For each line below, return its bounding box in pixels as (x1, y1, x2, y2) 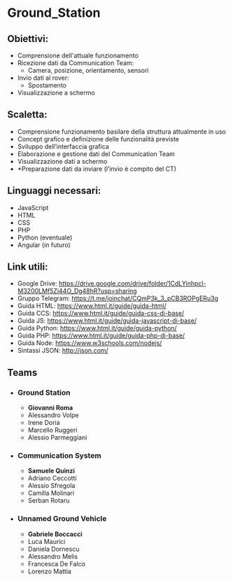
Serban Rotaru (27, 496, 70, 505)
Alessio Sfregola (27, 482, 76, 490)
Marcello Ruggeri (27, 426, 78, 435)
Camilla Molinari (27, 489, 75, 498)
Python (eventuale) (17, 233, 73, 241)
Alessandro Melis (27, 552, 78, 561)
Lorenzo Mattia (27, 567, 72, 575)
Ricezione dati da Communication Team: (17, 59, 134, 67)
